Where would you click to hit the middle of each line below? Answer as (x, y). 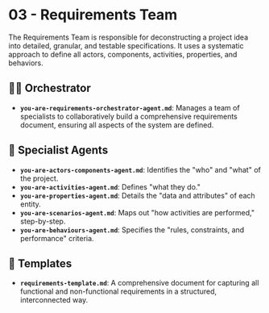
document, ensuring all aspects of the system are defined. (117, 125)
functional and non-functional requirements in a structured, (118, 291)
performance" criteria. (57, 238)
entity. (31, 204)
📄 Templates (40, 263)
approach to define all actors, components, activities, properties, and (123, 54)
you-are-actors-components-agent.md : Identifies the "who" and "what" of (141, 169)
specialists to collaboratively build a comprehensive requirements (128, 116)
